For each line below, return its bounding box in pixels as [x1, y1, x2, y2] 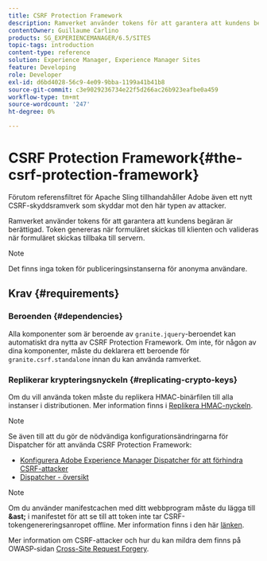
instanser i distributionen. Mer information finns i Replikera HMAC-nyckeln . [8, 400, 253, 410]
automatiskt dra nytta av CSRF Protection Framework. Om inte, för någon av [8, 337, 257, 347]
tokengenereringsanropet [8, 520, 91, 529]
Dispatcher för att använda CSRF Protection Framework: [8, 439, 192, 450]
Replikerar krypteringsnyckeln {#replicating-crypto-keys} [8, 374, 238, 385]
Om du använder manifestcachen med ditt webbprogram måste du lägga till [8, 503, 256, 512]
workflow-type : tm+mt [8, 93, 80, 101]
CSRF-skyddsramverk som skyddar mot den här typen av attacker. [8, 201, 226, 210]
